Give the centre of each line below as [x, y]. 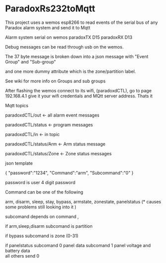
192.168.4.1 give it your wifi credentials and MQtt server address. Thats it [79, 96]
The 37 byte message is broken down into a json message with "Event [77, 56]
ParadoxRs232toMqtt [50, 9]
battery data [18, 251]
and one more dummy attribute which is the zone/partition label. [71, 71]
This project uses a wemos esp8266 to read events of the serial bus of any [82, 22]
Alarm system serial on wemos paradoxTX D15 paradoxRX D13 [69, 37]
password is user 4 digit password [40, 182]
